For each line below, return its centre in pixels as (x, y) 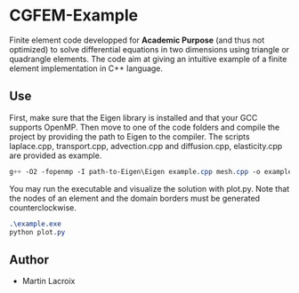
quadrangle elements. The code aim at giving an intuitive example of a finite (148, 59)
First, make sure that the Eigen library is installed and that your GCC (133, 117)
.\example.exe (36, 224)
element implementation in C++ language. (86, 68)
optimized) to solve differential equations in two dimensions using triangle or (149, 49)
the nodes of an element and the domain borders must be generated (135, 198)
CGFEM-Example (74, 16)
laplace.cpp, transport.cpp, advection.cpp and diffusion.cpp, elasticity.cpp (146, 146)
